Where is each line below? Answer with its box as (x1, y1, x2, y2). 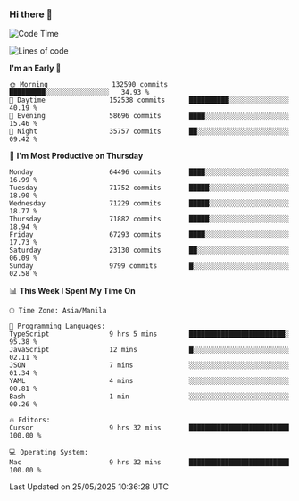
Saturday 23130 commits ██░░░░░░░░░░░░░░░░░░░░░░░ (9, 246, 290, 255)
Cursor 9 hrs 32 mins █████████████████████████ (9, 423, 290, 432)
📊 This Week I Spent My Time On (9, 286, 136, 296)
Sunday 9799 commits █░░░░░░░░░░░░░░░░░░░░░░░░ (9, 262, 290, 271)
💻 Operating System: (9, 448, 89, 457)
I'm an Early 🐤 (9, 63, 62, 74)
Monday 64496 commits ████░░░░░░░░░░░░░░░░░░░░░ (9, 168, 290, 177)
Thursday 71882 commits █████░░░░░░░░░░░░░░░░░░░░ (9, 214, 290, 224)
